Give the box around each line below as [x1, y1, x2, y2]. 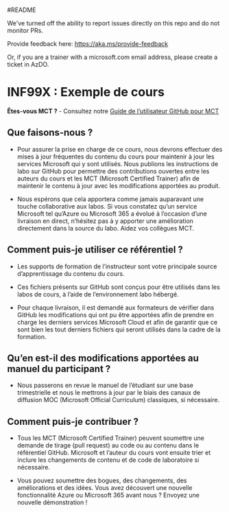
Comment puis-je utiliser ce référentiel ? [7, 244, 184, 256]
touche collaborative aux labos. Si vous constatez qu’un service [16, 202, 197, 210]
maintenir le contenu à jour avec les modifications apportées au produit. [16, 181, 221, 189]
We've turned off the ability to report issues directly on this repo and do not [7, 19, 220, 27]
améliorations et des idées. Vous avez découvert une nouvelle [16, 484, 193, 492]
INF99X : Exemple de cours [7, 84, 165, 100]
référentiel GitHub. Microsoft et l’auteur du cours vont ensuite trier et [16, 449, 211, 457]
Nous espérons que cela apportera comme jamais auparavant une [16, 195, 204, 203]
